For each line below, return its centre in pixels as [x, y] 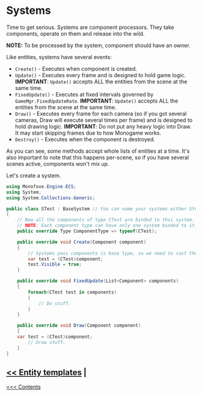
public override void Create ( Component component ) [82, 242]
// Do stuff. [54, 303]
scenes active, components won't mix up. [58, 164]
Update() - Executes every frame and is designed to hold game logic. [100, 75]
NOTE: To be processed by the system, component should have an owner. [98, 45]
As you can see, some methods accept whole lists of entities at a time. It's [98, 151]
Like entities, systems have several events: [59, 57]
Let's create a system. [34, 175]
